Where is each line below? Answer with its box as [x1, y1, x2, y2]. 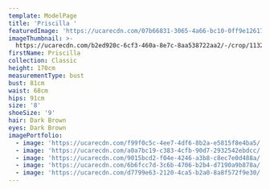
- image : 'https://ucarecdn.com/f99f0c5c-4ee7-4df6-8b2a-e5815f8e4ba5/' [15, 138, 264, 147]
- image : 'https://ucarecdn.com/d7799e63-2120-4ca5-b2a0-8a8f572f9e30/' [15, 169, 264, 177]
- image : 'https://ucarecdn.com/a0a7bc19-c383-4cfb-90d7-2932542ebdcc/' [15, 146, 264, 154]
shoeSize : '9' [8, 109, 56, 117]
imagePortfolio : [8, 131, 63, 139]
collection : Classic [8, 57, 78, 65]
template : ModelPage [8, 11, 78, 20]
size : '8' [8, 101, 42, 109]
